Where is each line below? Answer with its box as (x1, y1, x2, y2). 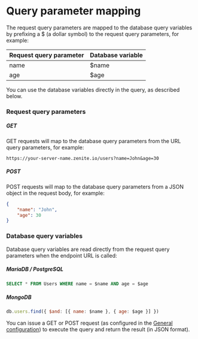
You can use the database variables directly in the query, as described (6, 86, 180, 93)
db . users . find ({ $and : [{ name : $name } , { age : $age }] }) (6, 308, 160, 315)
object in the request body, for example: (6, 189, 105, 196)
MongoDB (6, 293, 32, 301)
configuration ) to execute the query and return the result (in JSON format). (6, 326, 190, 333)
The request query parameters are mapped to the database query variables (6, 24, 193, 31)
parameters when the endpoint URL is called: (6, 252, 118, 259)
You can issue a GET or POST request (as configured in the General (6, 319, 173, 327)
